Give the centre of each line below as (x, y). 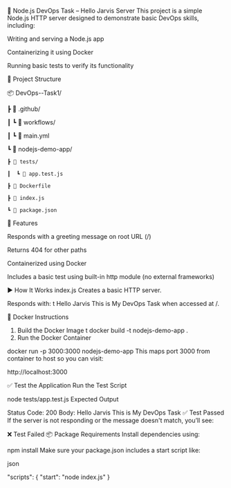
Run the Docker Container (54, 338)
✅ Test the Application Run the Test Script (67, 385)
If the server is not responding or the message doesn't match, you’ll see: (111, 420)
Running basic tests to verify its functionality (71, 65)
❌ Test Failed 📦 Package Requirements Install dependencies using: (104, 434)
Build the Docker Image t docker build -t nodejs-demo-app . (103, 330)
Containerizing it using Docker (50, 52)
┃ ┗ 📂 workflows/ (31, 122)
